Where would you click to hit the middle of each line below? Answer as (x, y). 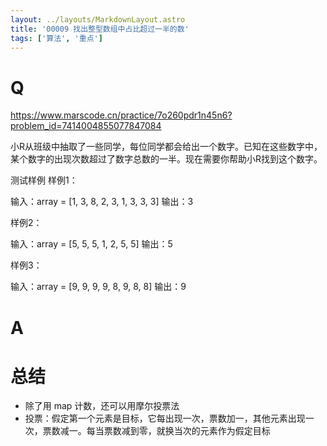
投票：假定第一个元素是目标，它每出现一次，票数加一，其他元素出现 (165, 418)
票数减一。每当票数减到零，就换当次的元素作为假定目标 (156, 431)
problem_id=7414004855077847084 (86, 126)
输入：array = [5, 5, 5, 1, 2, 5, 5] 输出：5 (91, 244)
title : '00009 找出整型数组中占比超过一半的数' (100, 29)
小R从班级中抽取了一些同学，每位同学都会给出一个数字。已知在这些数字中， (166, 147)
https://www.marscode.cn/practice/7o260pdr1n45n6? (121, 115)
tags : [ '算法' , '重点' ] (56, 38)
